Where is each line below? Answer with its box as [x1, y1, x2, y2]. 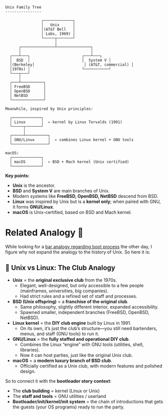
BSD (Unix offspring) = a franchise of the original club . [12, 298, 129, 304]
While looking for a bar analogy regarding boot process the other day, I [5, 243, 152, 249]
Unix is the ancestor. [12, 182, 56, 188]
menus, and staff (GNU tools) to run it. [20, 331, 100, 337]
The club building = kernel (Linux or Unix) [12, 388, 100, 394]
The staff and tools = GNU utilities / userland [12, 393, 107, 399]
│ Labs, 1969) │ [41, 31, 75, 36]
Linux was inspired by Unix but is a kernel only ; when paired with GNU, [12, 198, 161, 204]
